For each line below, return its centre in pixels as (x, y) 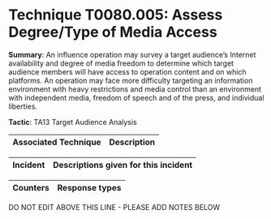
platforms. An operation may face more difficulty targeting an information (131, 80)
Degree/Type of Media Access (113, 32)
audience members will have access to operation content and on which (127, 71)
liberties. (23, 106)
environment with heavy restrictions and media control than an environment (135, 89)
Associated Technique (57, 142)
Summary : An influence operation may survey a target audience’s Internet (132, 54)
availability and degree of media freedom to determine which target (121, 63)
